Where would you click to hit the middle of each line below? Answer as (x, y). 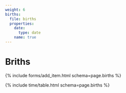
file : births (23, 19)
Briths (18, 62)
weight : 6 (15, 10)
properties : (22, 23)
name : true (25, 38)
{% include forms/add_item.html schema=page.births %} (63, 75)
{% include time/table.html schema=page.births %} (58, 85)
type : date (29, 33)
